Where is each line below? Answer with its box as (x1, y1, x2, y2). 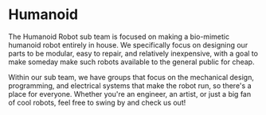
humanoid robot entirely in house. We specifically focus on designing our (8, 40, 248, 49)
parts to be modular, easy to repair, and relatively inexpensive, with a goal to (8, 48, 259, 58)
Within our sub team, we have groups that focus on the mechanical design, (8, 72, 255, 82)
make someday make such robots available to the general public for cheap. (8, 57, 255, 67)
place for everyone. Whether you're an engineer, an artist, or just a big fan (8, 89, 252, 98)
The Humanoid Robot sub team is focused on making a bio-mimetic (8, 32, 229, 41)
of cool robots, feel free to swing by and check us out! (8, 98, 186, 107)
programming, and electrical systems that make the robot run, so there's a (8, 81, 252, 90)
